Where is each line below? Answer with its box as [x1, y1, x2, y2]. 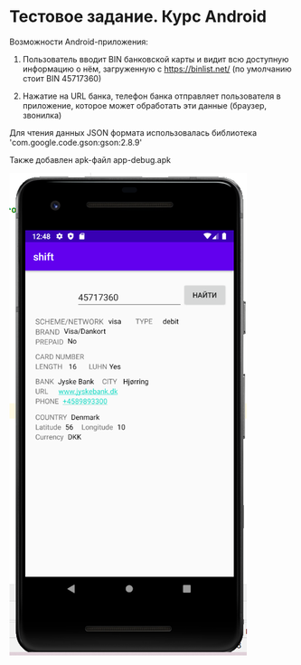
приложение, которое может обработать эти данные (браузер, [22, 100, 267, 110]
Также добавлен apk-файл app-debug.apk [9, 154, 172, 165]
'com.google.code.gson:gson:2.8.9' [9, 137, 143, 147]
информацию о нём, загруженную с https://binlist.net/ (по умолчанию [22, 63, 292, 74]
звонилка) [22, 109, 62, 120]
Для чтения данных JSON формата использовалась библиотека [9, 127, 258, 138]
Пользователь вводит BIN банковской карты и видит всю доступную [22, 53, 289, 64]
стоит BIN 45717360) [22, 72, 102, 83]
